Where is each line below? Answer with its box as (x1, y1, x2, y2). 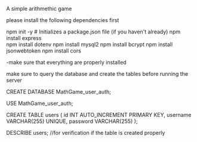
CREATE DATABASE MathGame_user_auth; (6, 88, 112, 95)
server (6, 77, 23, 84)
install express (6, 35, 42, 41)
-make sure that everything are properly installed (6, 59, 127, 66)
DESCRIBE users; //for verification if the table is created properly (6, 129, 165, 136)
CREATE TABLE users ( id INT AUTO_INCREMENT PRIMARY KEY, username (6, 112, 192, 118)
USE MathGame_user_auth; (6, 100, 73, 107)
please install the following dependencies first (6, 17, 119, 23)
